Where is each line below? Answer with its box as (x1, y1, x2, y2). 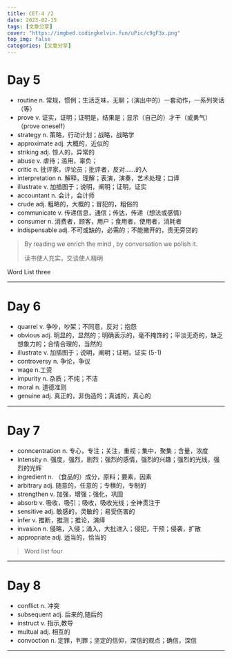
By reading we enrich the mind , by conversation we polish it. (23, 240, 198, 248)
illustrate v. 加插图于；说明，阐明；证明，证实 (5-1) (17, 348, 162, 357)
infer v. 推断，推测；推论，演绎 (17, 515, 106, 524)
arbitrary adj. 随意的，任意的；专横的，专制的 (17, 481, 146, 489)
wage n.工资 (17, 365, 53, 374)
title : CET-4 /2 (7, 10, 54, 17)
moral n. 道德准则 (17, 382, 67, 391)
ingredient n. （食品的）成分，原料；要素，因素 (17, 472, 152, 481)
